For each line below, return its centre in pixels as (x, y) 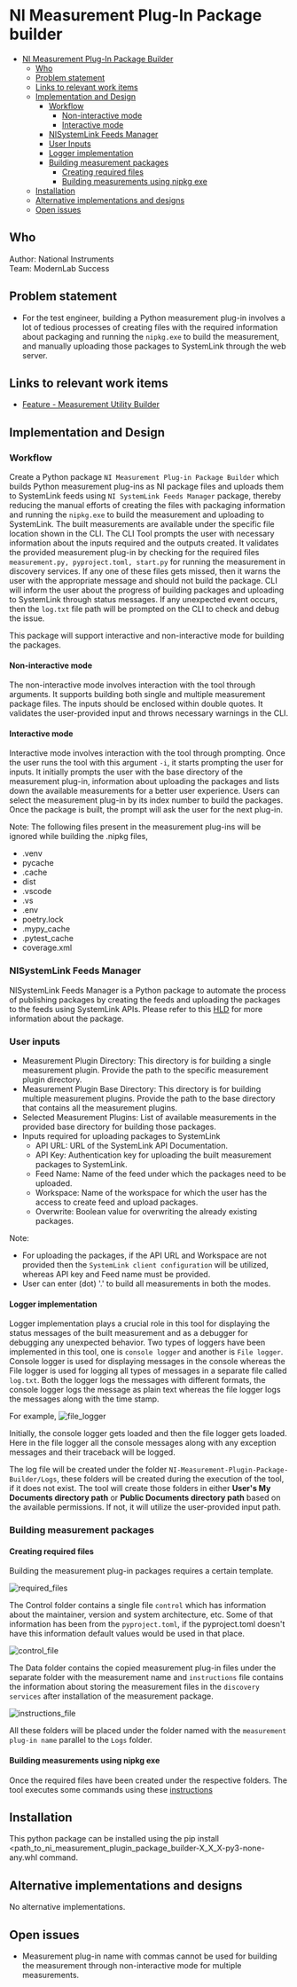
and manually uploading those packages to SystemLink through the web (154, 346)
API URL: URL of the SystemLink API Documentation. (132, 1146)
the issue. (27, 618)
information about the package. (66, 1018)
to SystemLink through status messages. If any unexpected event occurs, (144, 600)
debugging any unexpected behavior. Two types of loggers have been (137, 1343)
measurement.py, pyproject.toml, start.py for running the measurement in (148, 562)
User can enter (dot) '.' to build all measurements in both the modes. (146, 1284)
